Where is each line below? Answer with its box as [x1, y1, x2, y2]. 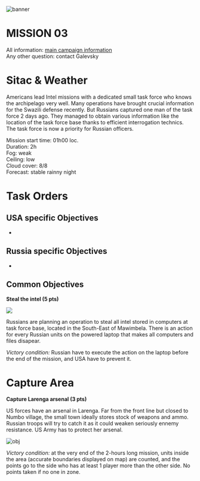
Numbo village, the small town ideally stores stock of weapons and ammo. [6, 413, 189, 421]
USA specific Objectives [6, 213, 99, 223]
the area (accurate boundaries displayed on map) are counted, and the [6, 456, 180, 463]
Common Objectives [6, 280, 84, 290]
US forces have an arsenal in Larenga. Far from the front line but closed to [6, 407, 189, 415]
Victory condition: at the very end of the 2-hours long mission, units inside [6, 449, 189, 457]
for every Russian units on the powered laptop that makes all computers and [6, 330, 194, 338]
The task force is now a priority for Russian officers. [6, 125, 134, 132]
